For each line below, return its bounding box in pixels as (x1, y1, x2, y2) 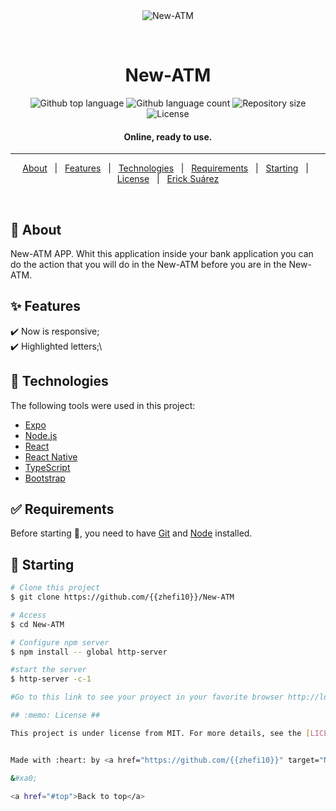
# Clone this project (10, 583, 101, 593)
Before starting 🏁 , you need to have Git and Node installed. (10, 527, 253, 539)
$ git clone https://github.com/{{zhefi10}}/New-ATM (10, 592, 235, 603)
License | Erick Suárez (116, 173, 220, 185)
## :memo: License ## (10, 710, 101, 721)
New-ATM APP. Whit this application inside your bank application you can (10, 247, 314, 259)
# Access (10, 610, 47, 620)
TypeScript (24, 461, 71, 473)
